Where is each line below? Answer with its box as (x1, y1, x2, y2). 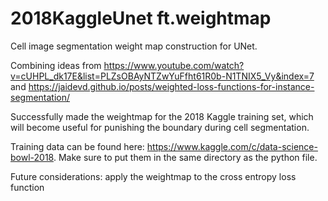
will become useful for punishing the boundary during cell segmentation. (10, 121, 310, 133)
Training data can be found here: (10, 140, 145, 152)
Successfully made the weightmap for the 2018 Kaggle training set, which (10, 110, 314, 122)
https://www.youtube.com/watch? (103, 59, 245, 71)
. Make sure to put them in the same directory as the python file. (53, 151, 318, 163)
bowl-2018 (10, 151, 54, 163)
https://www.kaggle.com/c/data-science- (146, 140, 318, 152)
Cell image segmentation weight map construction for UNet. (10, 40, 258, 52)
